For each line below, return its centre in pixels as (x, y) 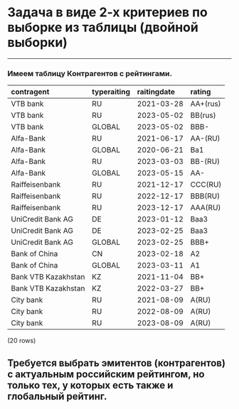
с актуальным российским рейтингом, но (106, 374)
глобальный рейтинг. (57, 396)
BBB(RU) (205, 196)
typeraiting (111, 92)
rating (201, 92)
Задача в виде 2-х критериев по (107, 12)
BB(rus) (203, 116)
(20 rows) (22, 341)
